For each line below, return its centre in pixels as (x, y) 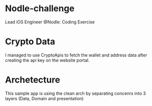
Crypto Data (30, 42)
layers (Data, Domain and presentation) (44, 98)
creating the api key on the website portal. (47, 60)
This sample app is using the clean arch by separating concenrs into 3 (76, 93)
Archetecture (33, 80)
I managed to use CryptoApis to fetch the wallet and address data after (76, 55)
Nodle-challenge (40, 9)
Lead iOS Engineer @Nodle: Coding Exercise (50, 22)
